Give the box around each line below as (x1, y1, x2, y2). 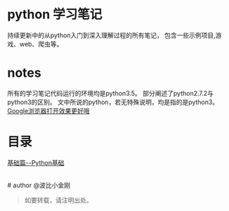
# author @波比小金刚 (7, 181, 70, 189)
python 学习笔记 (7, 6, 103, 23)
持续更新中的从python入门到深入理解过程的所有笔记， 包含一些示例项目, (7, 31, 216, 39)
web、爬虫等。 (19, 39, 63, 48)
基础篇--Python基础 (7, 158, 65, 167)
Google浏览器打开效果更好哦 (7, 106, 90, 115)
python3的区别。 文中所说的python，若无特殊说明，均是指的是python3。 (7, 98, 219, 106)
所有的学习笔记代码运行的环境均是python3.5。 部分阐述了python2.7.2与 (7, 89, 214, 97)
